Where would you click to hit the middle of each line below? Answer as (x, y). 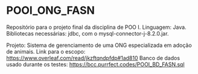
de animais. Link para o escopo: (46, 51)
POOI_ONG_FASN (51, 11)
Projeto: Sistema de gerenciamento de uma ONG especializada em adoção (99, 45)
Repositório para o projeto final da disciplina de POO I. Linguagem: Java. (96, 27)
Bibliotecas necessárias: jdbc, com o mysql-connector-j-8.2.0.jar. (88, 33)
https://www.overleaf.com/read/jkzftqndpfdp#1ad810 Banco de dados (93, 58)
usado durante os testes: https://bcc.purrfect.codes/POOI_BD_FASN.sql (96, 64)
